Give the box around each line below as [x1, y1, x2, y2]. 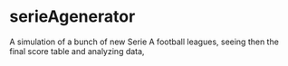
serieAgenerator [9, 6, 136, 27]
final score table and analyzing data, [9, 45, 145, 56]
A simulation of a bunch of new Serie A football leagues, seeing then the [9, 36, 279, 47]
